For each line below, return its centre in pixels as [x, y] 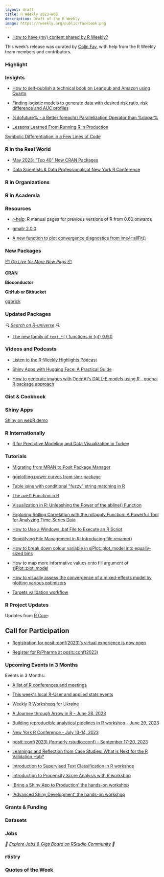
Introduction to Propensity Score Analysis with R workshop [71, 776]
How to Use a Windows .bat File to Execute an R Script [67, 529]
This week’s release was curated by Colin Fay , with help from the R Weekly [81, 46]
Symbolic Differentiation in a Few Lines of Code [53, 137]
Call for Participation [37, 631]
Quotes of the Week [29, 870]
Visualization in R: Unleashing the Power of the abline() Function [77, 505]
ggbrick [13, 301]
